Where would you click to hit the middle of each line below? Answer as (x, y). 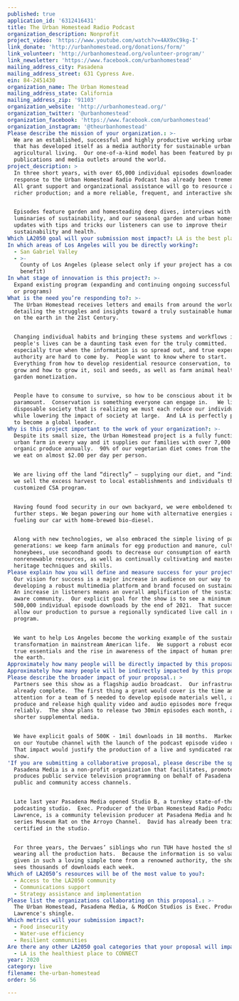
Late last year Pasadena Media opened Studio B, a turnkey (103, 802)
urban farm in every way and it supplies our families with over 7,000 (122, 442)
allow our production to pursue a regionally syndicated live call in (121, 612)
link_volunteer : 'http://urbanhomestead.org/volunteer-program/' (106, 54)
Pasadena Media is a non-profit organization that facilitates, (111, 769)
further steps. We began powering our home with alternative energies (121, 514)
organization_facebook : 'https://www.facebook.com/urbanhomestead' (110, 120)
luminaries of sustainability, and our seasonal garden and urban (114, 219)
